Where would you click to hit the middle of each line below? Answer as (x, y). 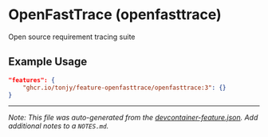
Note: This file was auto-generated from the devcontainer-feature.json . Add (133, 118)
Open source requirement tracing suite (72, 37)
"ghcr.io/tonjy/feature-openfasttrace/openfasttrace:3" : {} (124, 88)
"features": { (32, 80)
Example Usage (48, 62)
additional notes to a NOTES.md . (59, 126)
